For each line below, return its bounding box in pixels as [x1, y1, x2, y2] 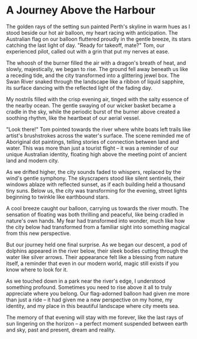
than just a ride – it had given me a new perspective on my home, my [6, 296, 173, 303]
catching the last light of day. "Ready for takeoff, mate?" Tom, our [6, 42, 165, 49]
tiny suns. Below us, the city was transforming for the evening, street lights [6, 187, 187, 194]
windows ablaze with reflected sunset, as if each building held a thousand [6, 180, 185, 188]
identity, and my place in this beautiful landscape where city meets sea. [6, 302, 179, 309]
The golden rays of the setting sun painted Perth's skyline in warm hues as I [6, 23, 191, 30]
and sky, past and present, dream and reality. [6, 326, 116, 333]
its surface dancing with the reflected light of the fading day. [6, 84, 153, 91]
